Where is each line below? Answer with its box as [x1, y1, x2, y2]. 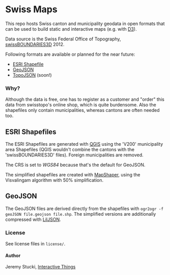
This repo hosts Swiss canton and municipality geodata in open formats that [5, 20, 165, 27]
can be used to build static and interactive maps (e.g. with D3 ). [5, 26, 137, 32]
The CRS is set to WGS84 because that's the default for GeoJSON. [5, 162, 146, 168]
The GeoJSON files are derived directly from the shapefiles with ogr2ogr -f [5, 205, 164, 212]
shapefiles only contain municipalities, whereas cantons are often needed [5, 107, 160, 113]
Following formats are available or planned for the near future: [5, 51, 135, 57]
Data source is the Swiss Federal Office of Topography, [5, 36, 121, 42]
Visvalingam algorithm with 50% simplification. [5, 177, 103, 184]
